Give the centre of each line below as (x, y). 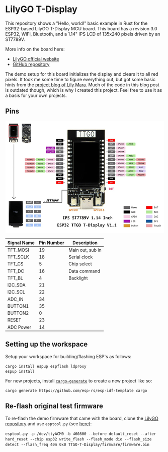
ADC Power (19, 327)
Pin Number (52, 243)
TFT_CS (15, 264)
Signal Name (21, 243)
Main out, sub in (85, 250)
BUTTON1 (18, 306)
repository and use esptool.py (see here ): (49, 423)
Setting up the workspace (47, 344)
